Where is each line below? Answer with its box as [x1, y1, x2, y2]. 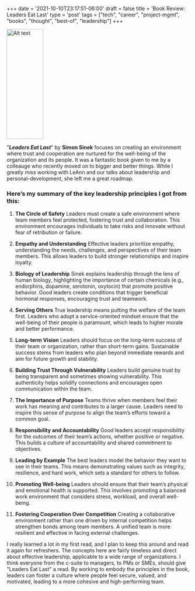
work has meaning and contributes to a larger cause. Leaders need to [15, 403, 183, 410]
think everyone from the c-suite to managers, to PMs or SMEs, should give [6, 559, 186, 566]
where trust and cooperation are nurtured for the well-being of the [6, 150, 166, 157]
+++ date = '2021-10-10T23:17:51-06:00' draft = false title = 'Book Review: [6, 5, 186, 12]
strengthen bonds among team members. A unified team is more [15, 523, 171, 530]
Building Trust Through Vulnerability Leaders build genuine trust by [15, 366, 181, 374]
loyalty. [15, 259, 33, 266]
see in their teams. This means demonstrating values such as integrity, [15, 463, 186, 470]
